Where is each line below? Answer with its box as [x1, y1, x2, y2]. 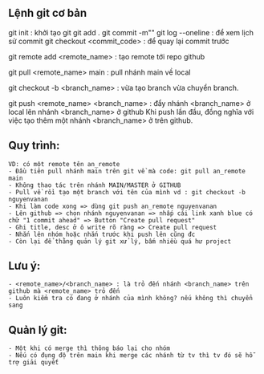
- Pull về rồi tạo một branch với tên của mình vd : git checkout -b [8, 188, 246, 196]
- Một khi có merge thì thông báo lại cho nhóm [8, 344, 171, 352]
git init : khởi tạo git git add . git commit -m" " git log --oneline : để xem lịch [8, 27, 254, 37]
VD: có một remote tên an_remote [8, 160, 120, 168]
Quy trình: [8, 139, 60, 152]
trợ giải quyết [8, 359, 59, 367]
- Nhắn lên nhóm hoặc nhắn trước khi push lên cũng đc [8, 230, 196, 238]
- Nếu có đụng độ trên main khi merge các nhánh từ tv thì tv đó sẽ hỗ [8, 352, 253, 360]
